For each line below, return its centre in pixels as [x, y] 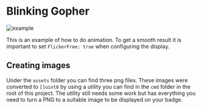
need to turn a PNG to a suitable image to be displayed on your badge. [95, 99]
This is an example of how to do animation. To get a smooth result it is [94, 40]
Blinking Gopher [48, 11]
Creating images [38, 65]
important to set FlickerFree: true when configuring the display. [88, 46]
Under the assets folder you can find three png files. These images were [97, 80]
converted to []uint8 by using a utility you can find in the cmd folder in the [98, 86]
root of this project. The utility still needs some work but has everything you [101, 93]
